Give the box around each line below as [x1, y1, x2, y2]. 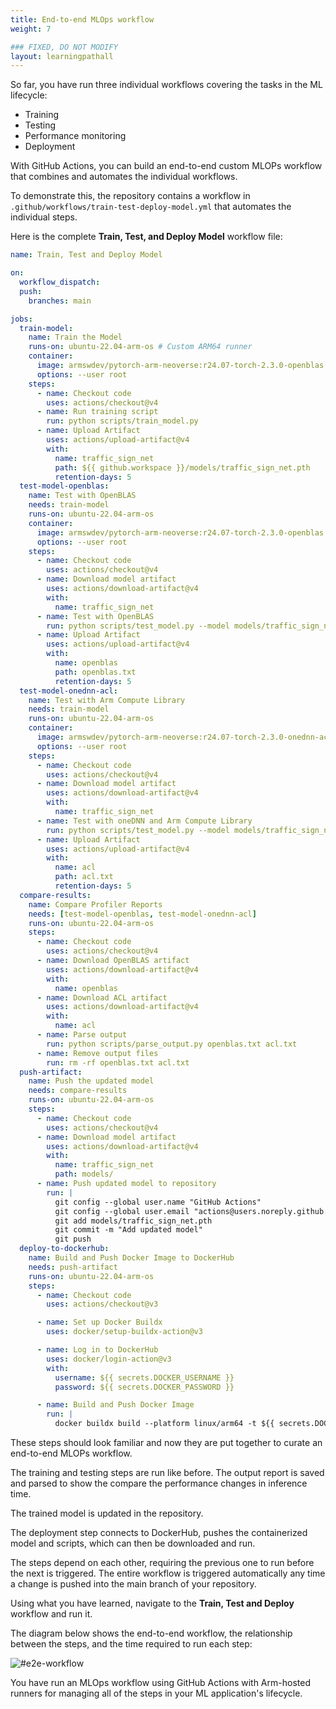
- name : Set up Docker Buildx [36, 1317, 163, 1328]
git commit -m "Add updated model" [54, 1225, 203, 1235]
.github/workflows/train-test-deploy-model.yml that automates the [10, 201, 292, 213]
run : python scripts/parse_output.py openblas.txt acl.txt [46, 1039, 298, 1049]
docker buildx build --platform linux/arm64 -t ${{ [54, 1419, 275, 1429]
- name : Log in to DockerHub [36, 1345, 159, 1355]
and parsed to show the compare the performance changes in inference [10, 1477, 308, 1489]
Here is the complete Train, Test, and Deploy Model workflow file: [10, 231, 283, 243]
